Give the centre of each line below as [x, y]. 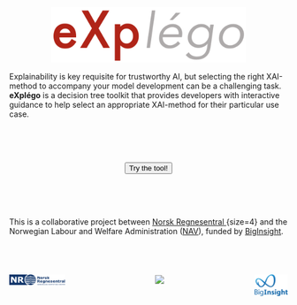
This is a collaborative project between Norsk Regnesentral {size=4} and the [148, 222]
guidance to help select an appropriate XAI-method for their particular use [145, 105]
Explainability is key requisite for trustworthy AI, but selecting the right [137, 77]
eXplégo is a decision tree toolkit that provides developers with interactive [145, 95]
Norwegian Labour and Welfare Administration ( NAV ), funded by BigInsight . [147, 232]
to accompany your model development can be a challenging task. [160, 86]
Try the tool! [148, 168]
